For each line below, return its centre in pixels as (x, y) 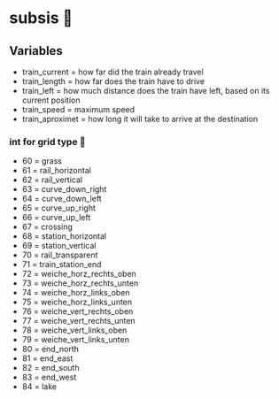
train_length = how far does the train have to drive (113, 81)
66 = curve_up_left (56, 218)
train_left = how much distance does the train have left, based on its (146, 91)
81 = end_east (47, 358)
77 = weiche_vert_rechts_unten (78, 321)
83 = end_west (49, 377)
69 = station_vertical (59, 246)
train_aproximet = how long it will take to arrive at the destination (140, 119)
